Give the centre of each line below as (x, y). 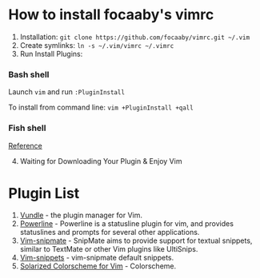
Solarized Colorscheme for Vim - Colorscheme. (98, 266)
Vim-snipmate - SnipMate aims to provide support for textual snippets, (136, 240)
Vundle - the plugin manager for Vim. (81, 215)
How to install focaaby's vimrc (111, 15)
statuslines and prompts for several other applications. (110, 232)
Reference (25, 145)
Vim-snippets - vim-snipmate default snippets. (97, 258)
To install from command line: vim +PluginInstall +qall (101, 107)
